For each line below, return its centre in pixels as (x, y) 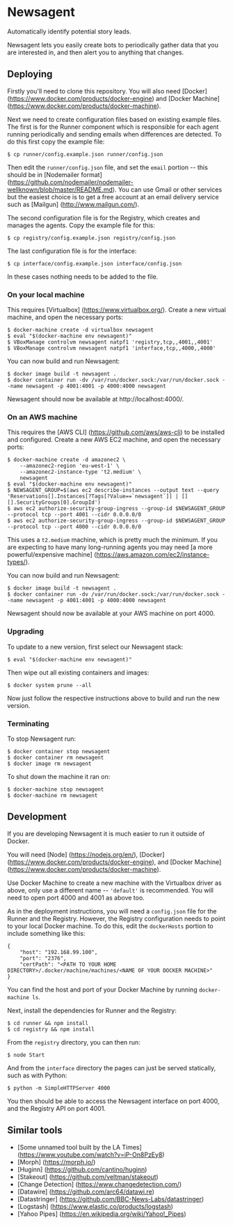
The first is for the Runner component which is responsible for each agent (113, 127)
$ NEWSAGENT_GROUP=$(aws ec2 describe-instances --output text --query (113, 491)
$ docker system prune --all (49, 685)
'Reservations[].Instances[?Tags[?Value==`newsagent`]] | (93, 496)
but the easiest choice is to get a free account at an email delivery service (113, 197)
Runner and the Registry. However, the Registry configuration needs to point (116, 918)
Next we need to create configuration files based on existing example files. (114, 119)
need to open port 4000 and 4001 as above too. (76, 897)
